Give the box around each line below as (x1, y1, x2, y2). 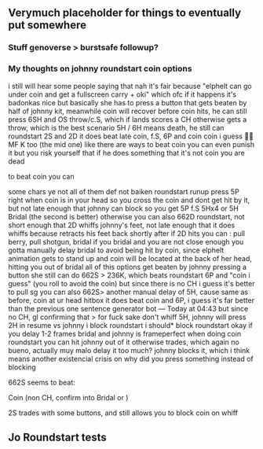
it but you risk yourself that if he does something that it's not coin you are (8, 148, 245, 157)
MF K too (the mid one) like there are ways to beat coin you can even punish (8, 139, 255, 149)
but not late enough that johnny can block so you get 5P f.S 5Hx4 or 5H (8, 204, 239, 213)
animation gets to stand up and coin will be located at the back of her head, (8, 253, 253, 263)
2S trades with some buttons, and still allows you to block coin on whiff (8, 408, 238, 418)
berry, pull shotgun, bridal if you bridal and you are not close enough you (8, 237, 244, 246)
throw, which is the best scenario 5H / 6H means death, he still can (8, 123, 225, 132)
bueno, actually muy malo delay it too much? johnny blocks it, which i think (8, 345, 250, 355)
